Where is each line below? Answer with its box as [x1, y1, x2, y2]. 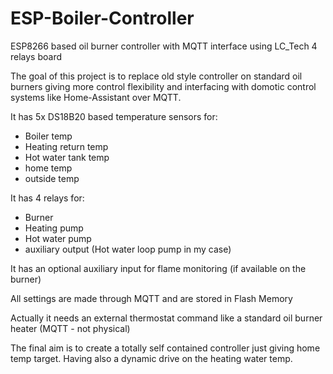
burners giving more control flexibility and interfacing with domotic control [10, 80, 317, 92]
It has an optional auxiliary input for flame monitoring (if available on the [10, 262, 307, 274]
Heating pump [24, 222, 84, 234]
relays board [10, 50, 63, 62]
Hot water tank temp [24, 151, 110, 163]
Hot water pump [24, 232, 92, 244]
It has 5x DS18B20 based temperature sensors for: [10, 110, 218, 122]
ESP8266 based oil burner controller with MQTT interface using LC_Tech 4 [10, 40, 318, 52]
